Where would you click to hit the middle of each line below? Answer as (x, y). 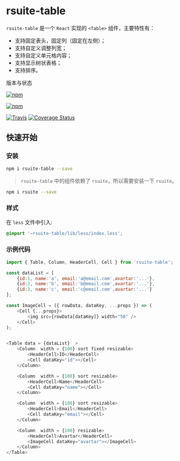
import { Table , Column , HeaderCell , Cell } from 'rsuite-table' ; (90, 262)
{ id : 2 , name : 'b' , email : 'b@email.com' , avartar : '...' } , (86, 284)
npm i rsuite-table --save (39, 169)
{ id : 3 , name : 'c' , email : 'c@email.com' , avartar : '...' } (84, 289)
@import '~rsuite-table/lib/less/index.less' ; (65, 233)
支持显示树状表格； (38, 63)
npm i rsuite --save (32, 192)
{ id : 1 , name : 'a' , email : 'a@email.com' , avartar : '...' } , (86, 278)
